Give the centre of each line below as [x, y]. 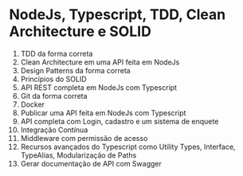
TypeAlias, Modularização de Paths [78, 155]
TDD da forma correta [57, 53]
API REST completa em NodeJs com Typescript [99, 87]
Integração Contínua [54, 130]
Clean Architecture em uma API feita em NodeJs [100, 62]
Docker [33, 104]
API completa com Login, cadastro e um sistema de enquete [120, 121]
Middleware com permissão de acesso [84, 138]
